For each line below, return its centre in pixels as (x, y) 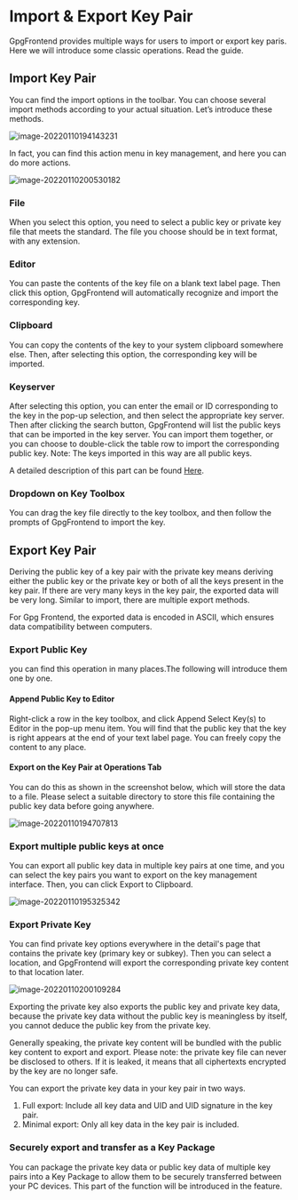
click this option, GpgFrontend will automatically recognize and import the (144, 293)
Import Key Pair (53, 79)
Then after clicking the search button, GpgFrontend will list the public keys (145, 425)
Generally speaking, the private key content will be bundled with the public (145, 1043)
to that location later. (47, 972)
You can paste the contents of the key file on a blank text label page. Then (145, 284)
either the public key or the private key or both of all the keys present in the (146, 581)
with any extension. (45, 241)
